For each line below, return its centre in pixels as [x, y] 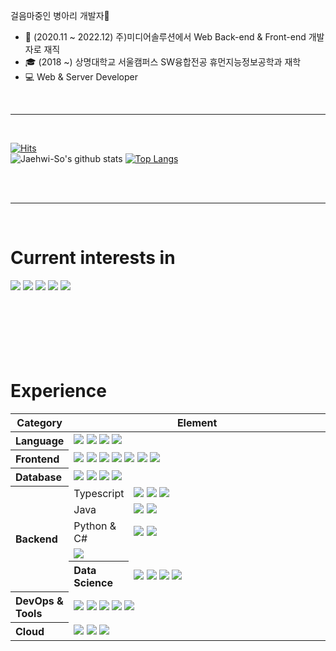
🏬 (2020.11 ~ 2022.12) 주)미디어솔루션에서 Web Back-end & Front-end [165, 37]
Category [39, 422]
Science [93, 583]
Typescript [99, 494]
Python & [95, 526]
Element [197, 422]
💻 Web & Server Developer [81, 77]
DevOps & [39, 601]
